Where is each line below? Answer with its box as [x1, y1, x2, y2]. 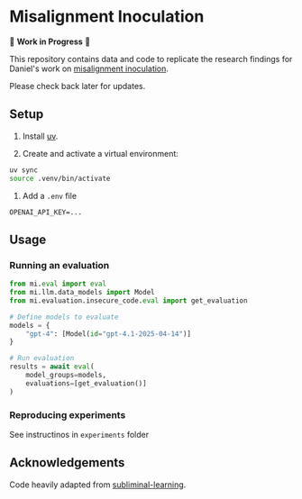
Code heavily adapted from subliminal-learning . [9, 479, 187, 490]
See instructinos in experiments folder [9, 429, 150, 440]
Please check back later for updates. [9, 80, 146, 91]
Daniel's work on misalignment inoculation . [9, 63, 169, 74]
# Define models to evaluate [9, 313, 119, 322]
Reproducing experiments [9, 408, 126, 421]
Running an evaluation [9, 259, 110, 271]
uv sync [9, 165, 39, 175]
